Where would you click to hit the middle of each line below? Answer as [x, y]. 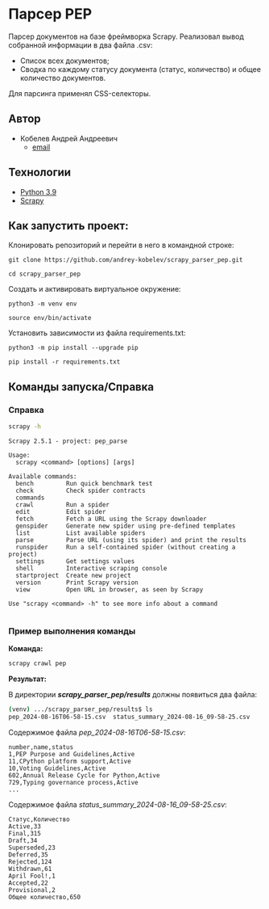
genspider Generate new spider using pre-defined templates [126, 526]
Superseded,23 [32, 848]
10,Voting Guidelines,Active [57, 768]
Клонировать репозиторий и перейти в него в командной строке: [121, 245]
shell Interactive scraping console [91, 568]
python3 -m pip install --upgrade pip [73, 348]
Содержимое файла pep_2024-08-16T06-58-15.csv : [97, 732]
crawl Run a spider [63, 505]
